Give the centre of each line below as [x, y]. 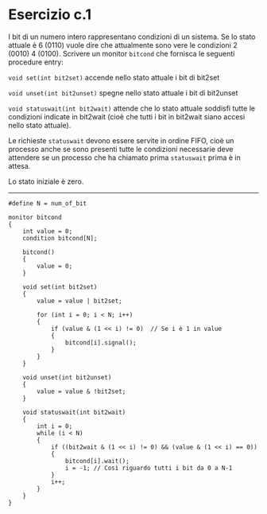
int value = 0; [48, 231]
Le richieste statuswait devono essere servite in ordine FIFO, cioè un [121, 140]
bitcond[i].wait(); [97, 461]
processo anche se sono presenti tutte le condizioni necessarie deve [121, 149]
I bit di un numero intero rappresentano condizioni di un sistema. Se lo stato [132, 37]
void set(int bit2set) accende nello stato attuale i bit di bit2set [114, 77]
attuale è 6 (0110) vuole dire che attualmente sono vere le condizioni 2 [123, 45]
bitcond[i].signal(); [101, 343]
